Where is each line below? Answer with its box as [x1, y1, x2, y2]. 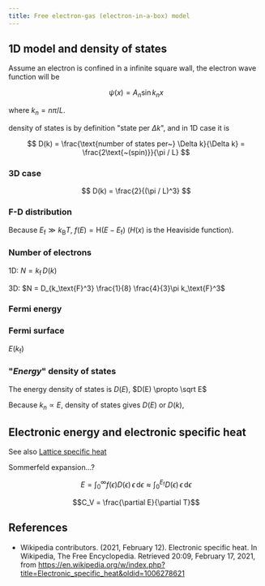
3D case [8, 167, 42, 179]
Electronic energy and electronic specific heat [8, 425, 247, 439]
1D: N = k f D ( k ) [8, 265, 58, 277]
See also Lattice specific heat [8, 447, 107, 457]
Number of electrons [8, 247, 92, 258]
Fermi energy [8, 304, 62, 315]
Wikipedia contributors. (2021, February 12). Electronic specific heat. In [19, 542, 258, 552]
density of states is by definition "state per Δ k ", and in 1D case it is [8, 123, 229, 133]
